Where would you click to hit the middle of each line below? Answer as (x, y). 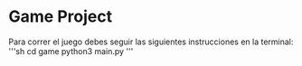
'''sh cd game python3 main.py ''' (71, 51)
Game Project (61, 17)
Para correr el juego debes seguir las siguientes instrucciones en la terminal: (151, 42)
